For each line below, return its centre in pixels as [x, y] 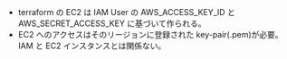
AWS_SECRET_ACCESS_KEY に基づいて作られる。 [112, 23]
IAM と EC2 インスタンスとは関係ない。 [92, 46]
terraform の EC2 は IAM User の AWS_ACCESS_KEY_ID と [126, 12]
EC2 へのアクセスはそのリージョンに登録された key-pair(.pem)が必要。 [150, 34]
